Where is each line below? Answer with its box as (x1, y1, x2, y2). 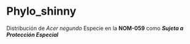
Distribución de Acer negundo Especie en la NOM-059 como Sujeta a (6, 24, 184, 32)
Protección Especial (6, 31, 59, 38)
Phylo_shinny (6, 4, 77, 18)
